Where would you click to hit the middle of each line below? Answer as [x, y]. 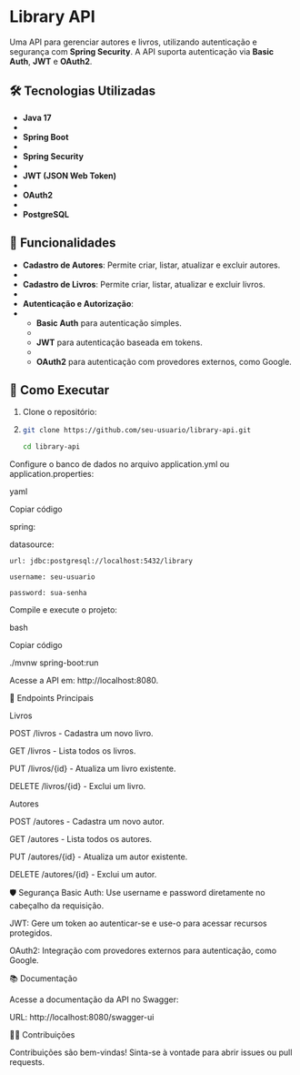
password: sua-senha [49, 593]
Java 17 [37, 117]
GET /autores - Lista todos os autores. [81, 839]
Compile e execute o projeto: [64, 610]
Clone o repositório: [60, 412]
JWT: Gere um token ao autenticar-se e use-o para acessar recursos [138, 923]
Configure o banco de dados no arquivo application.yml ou [120, 464]
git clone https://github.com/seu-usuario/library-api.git [137, 431]
